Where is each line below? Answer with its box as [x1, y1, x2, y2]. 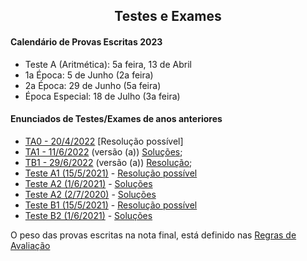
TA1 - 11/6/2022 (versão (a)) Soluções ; [24, 145, 183, 158]
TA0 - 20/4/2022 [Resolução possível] [24, 135, 184, 147]
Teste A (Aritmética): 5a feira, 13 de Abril [24, 58, 192, 70]
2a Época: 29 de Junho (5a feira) [24, 79, 162, 91]
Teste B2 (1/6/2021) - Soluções [24, 209, 153, 221]
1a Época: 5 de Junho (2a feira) [24, 69, 154, 81]
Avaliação [10, 239, 51, 251]
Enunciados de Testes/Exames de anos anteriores [10, 113, 223, 125]
